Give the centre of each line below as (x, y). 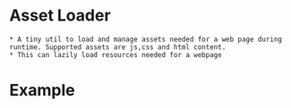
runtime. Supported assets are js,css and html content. (118, 47)
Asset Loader (60, 16)
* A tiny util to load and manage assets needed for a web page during (145, 39)
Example (42, 91)
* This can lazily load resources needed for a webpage (116, 54)
